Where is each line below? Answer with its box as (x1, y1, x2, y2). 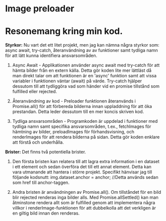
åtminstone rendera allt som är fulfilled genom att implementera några (12, 200, 155, 206)
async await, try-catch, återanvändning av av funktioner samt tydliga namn (5, 48, 158, 54)
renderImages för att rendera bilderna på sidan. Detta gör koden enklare (12, 134, 160, 140)
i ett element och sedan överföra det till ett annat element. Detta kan (12, 164, 152, 170)
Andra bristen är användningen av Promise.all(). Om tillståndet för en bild (12, 189, 161, 195)
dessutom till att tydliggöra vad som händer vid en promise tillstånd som (12, 83, 160, 89)
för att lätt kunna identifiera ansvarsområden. (5, 53, 98, 58)
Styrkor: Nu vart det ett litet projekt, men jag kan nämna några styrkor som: (5, 42, 160, 48)
